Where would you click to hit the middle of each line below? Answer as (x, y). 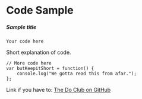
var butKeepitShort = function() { (50, 69)
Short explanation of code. (39, 52)
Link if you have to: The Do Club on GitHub (59, 90)
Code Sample (40, 10)
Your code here (25, 41)
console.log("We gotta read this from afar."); (77, 74)
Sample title (21, 27)
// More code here (29, 63)
